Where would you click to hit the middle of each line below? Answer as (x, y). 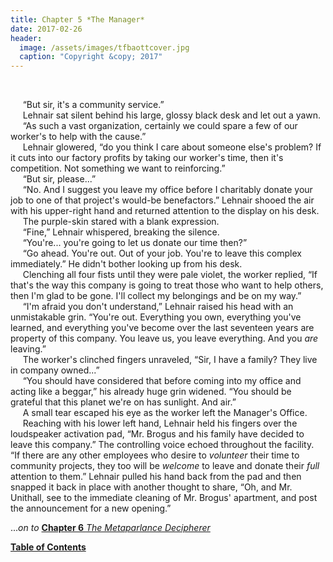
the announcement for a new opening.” (91, 508)
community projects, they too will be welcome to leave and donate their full (165, 466)
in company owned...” (55, 370)
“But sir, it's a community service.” (93, 105)
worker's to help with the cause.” (78, 137)
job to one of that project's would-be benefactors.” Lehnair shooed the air (162, 200)
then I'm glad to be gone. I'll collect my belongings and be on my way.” (156, 296)
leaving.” (28, 349)
